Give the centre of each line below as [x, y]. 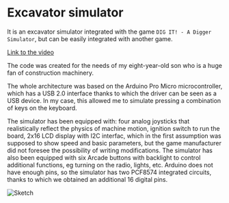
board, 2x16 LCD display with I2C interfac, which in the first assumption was [114, 136]
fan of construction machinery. [51, 73]
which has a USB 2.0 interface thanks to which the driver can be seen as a [112, 93]
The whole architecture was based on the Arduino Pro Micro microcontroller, [115, 86]
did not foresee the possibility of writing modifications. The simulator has [110, 150]
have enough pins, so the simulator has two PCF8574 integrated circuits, [109, 172]
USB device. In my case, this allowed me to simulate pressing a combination [114, 100]
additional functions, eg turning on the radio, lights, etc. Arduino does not [110, 165]
